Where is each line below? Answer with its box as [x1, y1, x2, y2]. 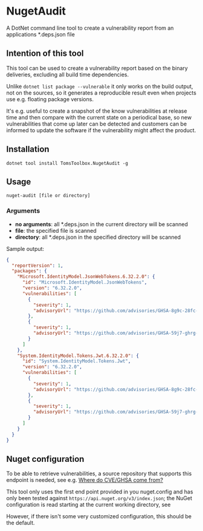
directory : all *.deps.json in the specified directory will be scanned [14, 233, 181, 241]
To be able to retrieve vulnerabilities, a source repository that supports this [6, 470, 192, 477]
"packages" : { [11, 268, 47, 274]
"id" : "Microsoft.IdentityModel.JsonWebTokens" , [22, 279, 147, 286]
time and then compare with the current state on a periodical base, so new [6, 113, 192, 121]
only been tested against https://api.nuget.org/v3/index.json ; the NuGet [6, 495, 192, 502]
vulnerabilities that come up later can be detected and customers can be [6, 120, 187, 127]
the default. [6, 519, 35, 527]
